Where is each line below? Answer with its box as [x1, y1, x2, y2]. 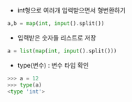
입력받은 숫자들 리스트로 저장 [17, 34, 96, 42]
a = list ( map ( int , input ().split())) [7, 48, 117, 54]
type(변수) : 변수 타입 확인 [17, 61, 89, 69]
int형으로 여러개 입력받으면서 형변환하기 [17, 6, 126, 14]
